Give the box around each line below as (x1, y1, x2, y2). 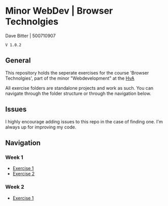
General (5, 56, 31, 65)
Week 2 (5, 183, 24, 190)
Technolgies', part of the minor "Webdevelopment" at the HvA (5, 75, 135, 81)
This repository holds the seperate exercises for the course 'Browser (5, 70, 149, 76)
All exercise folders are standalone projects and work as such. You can (5, 85, 154, 91)
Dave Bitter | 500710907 (5, 32, 56, 39)
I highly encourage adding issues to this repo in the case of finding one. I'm (5, 118, 163, 124)
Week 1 (5, 154, 24, 161)
